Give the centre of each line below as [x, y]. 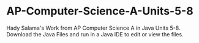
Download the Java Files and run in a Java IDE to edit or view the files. [95, 34]
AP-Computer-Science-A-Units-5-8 [100, 11]
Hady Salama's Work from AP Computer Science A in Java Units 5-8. [93, 28]
